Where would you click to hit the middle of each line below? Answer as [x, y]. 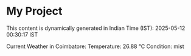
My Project [34, 11]
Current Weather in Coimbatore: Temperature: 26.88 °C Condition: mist [95, 46]
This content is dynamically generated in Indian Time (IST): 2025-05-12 [96, 28]
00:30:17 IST [22, 34]
